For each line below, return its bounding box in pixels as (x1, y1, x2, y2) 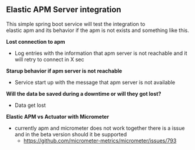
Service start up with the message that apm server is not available (14, 79, 176, 86)
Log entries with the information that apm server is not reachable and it (14, 50, 187, 57)
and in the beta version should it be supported (14, 131, 127, 138)
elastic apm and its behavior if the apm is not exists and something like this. (6, 27, 190, 34)
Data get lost (14, 102, 46, 109)
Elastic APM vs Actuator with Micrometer (6, 113, 110, 120)
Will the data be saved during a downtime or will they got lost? (6, 90, 161, 97)
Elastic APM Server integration (6, 5, 122, 15)
